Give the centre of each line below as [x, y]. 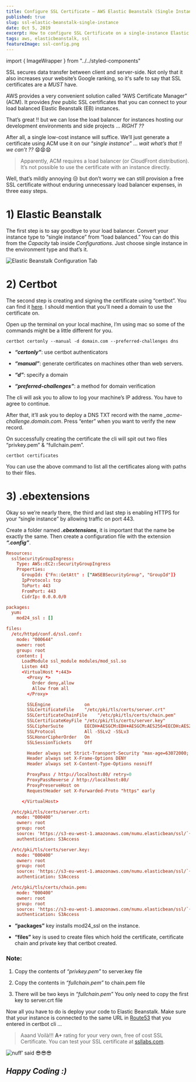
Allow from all [50, 688]
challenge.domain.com [34, 421]
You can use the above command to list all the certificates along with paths [96, 466]
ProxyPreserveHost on [53, 785]
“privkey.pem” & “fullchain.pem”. [45, 444]
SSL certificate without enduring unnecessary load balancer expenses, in [94, 184]
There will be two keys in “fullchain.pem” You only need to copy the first [101, 994]
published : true [26, 17]
